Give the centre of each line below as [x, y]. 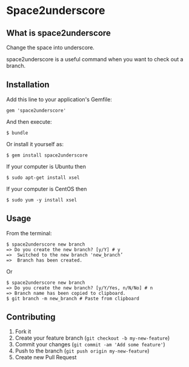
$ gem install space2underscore [47, 155]
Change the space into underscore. [51, 47]
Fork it [23, 332]
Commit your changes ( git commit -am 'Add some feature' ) [90, 345]
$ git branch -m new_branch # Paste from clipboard [73, 298]
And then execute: [29, 121]
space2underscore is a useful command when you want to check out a [95, 59]
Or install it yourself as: [35, 144]
